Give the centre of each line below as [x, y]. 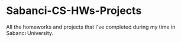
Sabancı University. [30, 33]
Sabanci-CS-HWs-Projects [74, 11]
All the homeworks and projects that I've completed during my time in [91, 27]
